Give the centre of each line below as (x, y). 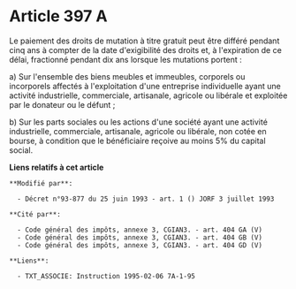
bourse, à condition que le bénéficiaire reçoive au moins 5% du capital (138, 141)
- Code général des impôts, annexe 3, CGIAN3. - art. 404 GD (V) (140, 245)
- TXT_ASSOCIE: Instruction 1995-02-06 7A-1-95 (106, 276)
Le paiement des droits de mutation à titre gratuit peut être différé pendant (144, 41)
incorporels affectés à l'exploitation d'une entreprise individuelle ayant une (145, 86)
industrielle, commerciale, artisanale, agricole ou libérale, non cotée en (138, 131)
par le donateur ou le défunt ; (62, 104)
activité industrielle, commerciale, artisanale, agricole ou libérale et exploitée (148, 95)
